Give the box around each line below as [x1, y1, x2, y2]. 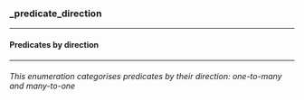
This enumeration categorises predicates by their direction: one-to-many [9, 71, 282, 82]
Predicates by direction [9, 39, 100, 50]
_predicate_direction [9, 7, 102, 20]
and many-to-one [9, 80, 76, 92]
